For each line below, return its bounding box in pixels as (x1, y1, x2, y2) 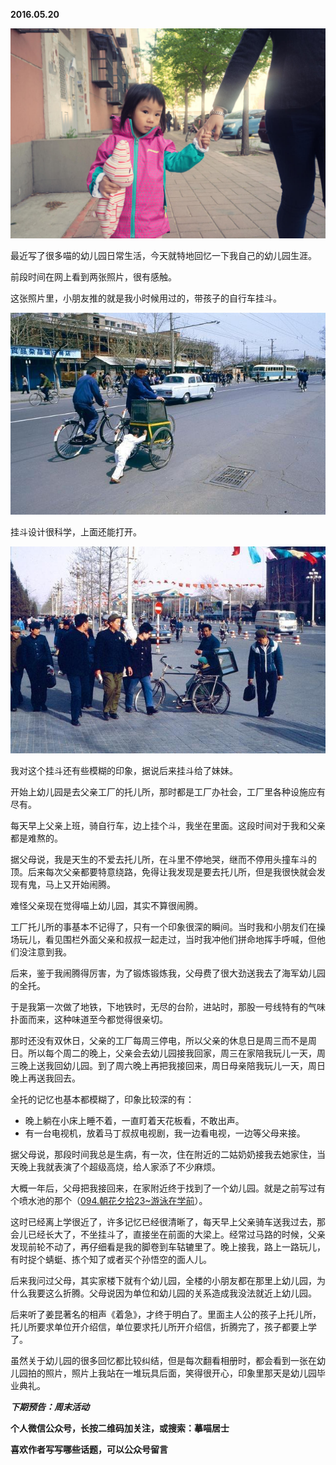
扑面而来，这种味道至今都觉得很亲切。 (10, 1014, 168, 1026)
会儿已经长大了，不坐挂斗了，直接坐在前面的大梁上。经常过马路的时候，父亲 (10, 1229, 326, 1241)
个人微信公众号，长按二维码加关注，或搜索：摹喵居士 (10, 1422, 230, 1434)
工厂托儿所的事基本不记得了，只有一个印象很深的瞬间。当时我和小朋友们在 (10, 921, 317, 933)
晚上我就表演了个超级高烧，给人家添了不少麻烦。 (18, 1161, 221, 1173)
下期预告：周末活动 (10, 1401, 90, 1413)
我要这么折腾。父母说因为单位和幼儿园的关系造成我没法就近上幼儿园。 (27, 1287, 317, 1299)
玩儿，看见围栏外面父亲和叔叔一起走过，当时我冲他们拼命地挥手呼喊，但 (18, 934, 317, 946)
